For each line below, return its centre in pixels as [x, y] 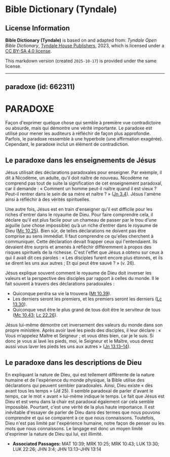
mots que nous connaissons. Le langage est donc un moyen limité [74, 428]
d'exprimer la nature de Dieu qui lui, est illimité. [54, 434]
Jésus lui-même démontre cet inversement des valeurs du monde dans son [84, 325]
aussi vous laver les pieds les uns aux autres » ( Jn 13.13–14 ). [68, 346]
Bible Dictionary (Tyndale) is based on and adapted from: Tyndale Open [81, 40]
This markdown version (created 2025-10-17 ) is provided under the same [81, 61]
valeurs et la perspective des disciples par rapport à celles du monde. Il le [82, 278]
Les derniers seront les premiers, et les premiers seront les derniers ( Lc [87, 299]
